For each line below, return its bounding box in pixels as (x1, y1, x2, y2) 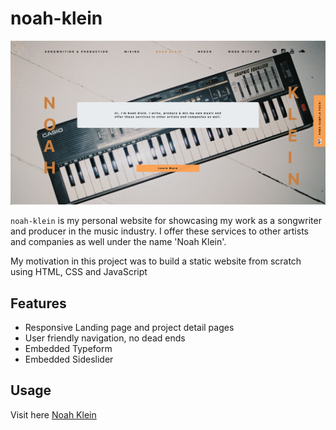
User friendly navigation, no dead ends (24, 332, 186, 344)
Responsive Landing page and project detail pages (24, 322, 235, 334)
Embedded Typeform (24, 343, 113, 355)
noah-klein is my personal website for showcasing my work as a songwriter (10, 215, 322, 227)
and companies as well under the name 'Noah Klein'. (10, 236, 227, 248)
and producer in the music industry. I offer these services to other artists (10, 225, 309, 237)
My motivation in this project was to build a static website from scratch (10, 255, 302, 267)
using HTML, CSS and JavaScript (10, 266, 148, 278)
